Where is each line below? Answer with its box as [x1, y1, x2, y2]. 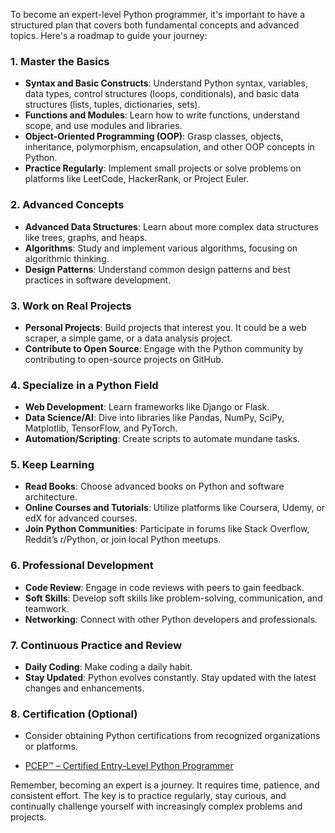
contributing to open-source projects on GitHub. [24, 353, 224, 365]
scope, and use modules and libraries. [24, 120, 183, 132]
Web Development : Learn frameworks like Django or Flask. [24, 401, 270, 413]
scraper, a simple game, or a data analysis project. [24, 332, 233, 344]
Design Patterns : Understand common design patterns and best [24, 263, 291, 275]
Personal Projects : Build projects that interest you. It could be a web [24, 321, 307, 333]
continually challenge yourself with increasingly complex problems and [10, 800, 303, 813]
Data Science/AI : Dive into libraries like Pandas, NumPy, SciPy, [24, 412, 285, 424]
